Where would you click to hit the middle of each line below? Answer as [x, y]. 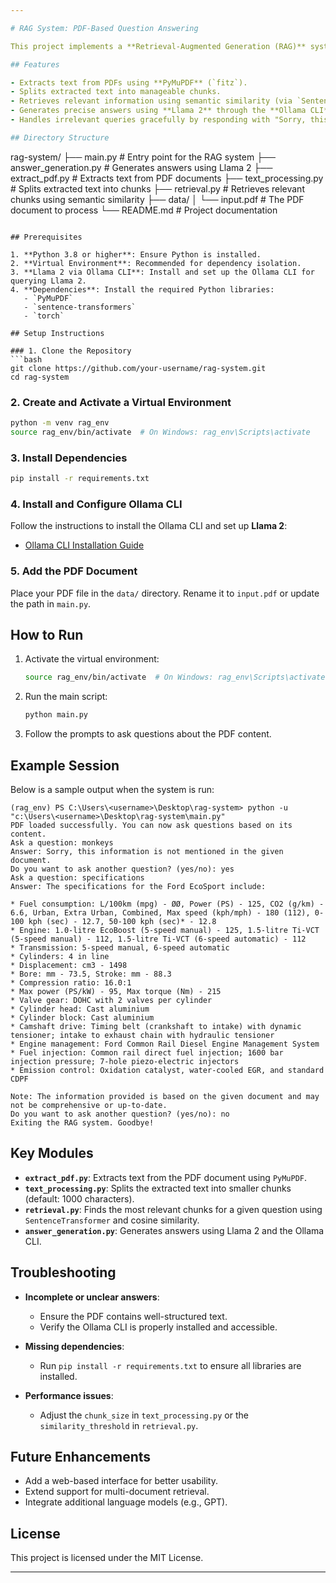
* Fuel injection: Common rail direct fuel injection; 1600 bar [147, 1052]
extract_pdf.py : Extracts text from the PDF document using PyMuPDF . [166, 1177]
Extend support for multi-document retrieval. [117, 1492]
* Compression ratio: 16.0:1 [71, 982]
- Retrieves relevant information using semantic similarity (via [151, 101]
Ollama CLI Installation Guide [84, 545]
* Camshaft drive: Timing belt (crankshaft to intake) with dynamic [156, 1026]
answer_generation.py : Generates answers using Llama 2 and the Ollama [174, 1230]
